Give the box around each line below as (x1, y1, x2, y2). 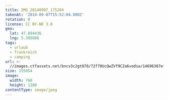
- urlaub (10, 45, 28, 50)
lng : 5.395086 (10, 36, 39, 41)
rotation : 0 (5, 17, 30, 22)
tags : (5, 40, 17, 45)
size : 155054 (5, 69, 33, 74)
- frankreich (10, 49, 37, 55)
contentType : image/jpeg (5, 87, 57, 92)
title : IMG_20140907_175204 (5, 7, 64, 13)
